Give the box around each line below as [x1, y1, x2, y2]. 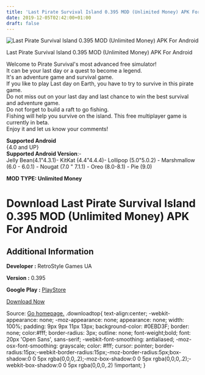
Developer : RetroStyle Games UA [6, 263, 92, 270]
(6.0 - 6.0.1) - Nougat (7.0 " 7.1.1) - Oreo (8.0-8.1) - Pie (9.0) [6, 163, 153, 171]
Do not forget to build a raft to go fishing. [6, 106, 109, 113]
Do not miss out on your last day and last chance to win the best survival [6, 93, 189, 101]
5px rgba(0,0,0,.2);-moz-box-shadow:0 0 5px [37, 355, 152, 363]
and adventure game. [6, 99, 60, 107]
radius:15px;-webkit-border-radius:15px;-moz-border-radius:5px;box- [6, 349, 182, 356]
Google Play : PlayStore [6, 286, 66, 293]
